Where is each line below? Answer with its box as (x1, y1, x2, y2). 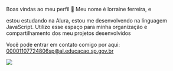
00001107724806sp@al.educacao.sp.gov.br (6, 47, 114, 54)
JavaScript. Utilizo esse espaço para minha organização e (6, 24, 148, 30)
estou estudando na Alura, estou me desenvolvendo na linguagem (6, 17, 167, 24)
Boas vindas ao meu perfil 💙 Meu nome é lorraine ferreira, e (6, 6, 152, 12)
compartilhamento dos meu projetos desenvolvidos (6, 30, 131, 37)
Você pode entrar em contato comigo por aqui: (6, 41, 120, 48)
